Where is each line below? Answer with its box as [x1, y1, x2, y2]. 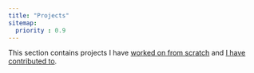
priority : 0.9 [15, 26, 66, 34]
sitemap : [8, 19, 38, 27]
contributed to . [8, 56, 58, 66]
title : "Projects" [8, 11, 69, 20]
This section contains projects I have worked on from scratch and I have [8, 48, 246, 58]
